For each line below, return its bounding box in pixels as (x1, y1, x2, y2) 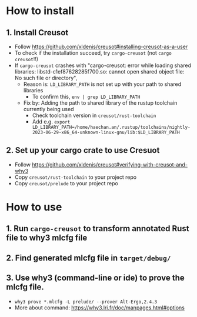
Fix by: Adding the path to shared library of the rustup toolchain (23, 99, 178, 106)
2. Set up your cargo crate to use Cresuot (6, 145, 160, 155)
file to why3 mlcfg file (6, 233, 88, 243)
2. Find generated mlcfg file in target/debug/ (6, 253, 172, 263)
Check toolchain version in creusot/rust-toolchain (32, 112, 156, 119)
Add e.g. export (32, 118, 71, 125)
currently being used (23, 106, 74, 112)
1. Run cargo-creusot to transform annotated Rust (6, 223, 189, 233)
